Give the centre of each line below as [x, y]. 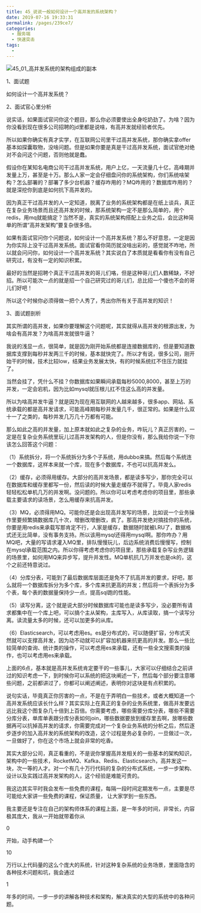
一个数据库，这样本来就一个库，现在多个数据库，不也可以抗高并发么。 [93, 464]
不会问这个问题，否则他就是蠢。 [51, 154]
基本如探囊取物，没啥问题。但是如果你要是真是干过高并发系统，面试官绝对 [98, 147]
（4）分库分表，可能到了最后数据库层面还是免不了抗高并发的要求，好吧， [97, 577]
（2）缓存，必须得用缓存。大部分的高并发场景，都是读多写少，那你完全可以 [100, 477]
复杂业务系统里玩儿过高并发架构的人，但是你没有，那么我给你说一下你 [108, 436]
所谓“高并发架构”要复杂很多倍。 [56, 225]
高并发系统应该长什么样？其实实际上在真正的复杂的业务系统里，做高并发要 [98, 703]
